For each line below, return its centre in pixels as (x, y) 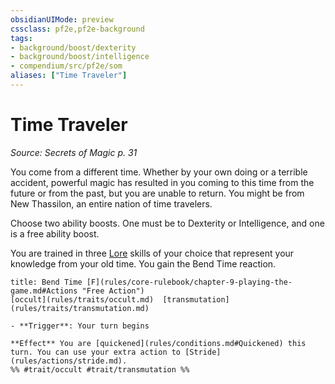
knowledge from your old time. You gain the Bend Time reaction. (143, 263)
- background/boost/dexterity (73, 47)
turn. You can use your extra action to (96, 352)
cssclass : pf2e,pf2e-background (77, 29)
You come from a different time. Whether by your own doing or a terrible (159, 172)
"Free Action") (113, 291)
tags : (21, 38)
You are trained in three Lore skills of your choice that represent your (152, 253)
